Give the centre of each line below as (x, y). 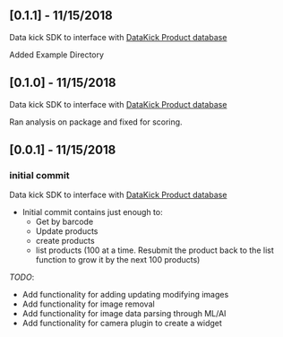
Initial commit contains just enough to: (92, 212)
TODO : (22, 277)
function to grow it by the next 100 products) (118, 260)
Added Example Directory (57, 55)
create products (65, 241)
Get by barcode (64, 222)
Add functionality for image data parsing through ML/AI (124, 314)
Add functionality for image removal (88, 304)
